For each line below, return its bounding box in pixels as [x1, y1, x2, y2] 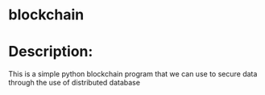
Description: [8, 43, 93, 61]
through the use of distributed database [8, 78, 141, 88]
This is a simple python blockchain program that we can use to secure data [8, 69, 258, 79]
